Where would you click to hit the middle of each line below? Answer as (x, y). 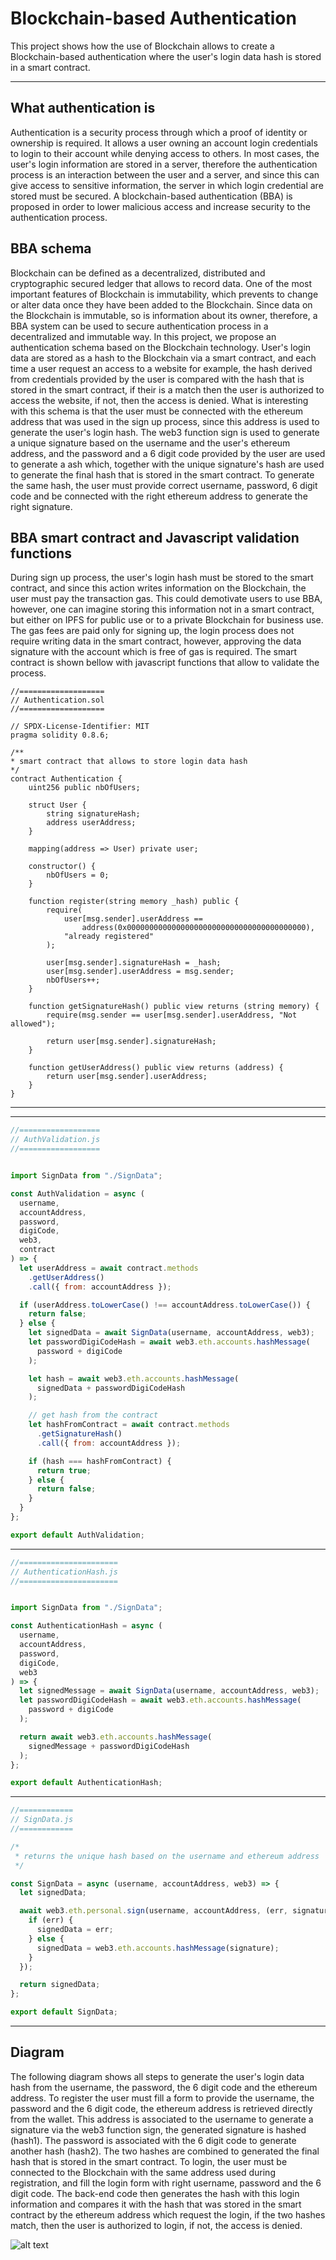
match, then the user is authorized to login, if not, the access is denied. (156, 2225)
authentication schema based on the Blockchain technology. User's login (161, 347)
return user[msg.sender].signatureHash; (131, 1042)
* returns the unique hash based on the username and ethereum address (167, 1856)
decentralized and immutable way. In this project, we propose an (143, 336)
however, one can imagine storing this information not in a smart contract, (162, 609)
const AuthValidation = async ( (77, 1193)
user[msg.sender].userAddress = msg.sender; (140, 972)
